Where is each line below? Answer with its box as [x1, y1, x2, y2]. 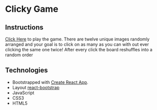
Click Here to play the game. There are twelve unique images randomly [5, 36, 150, 42]
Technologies [5, 66, 48, 74]
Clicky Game [5, 3, 58, 15]
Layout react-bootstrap [12, 84, 60, 90]
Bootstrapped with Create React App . [12, 79, 89, 85]
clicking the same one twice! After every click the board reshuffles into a [5, 47, 153, 52]
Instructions [5, 23, 43, 32]
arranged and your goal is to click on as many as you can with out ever [5, 41, 149, 47]
